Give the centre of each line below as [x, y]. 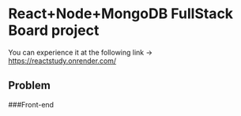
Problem [30, 86]
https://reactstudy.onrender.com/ [62, 61]
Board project [54, 30]
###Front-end [31, 104]
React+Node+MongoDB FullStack [121, 14]
